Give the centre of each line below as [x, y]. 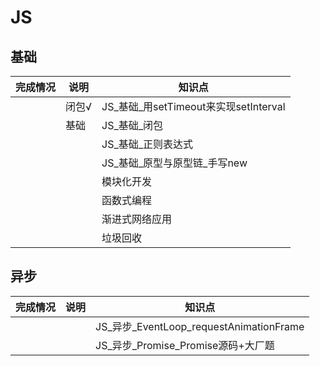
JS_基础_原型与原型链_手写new [174, 163]
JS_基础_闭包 [132, 125]
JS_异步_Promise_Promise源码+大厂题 [185, 345]
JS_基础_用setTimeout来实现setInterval [193, 106]
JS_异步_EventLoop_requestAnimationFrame [200, 326]
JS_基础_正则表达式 [147, 144]
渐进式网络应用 [137, 219]
